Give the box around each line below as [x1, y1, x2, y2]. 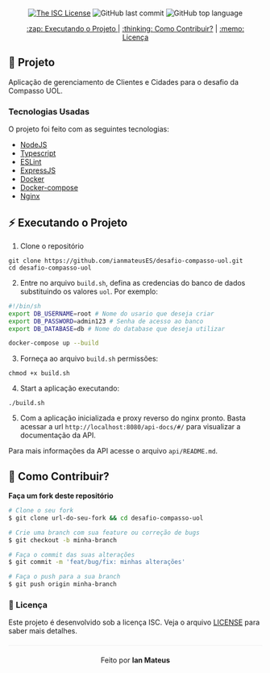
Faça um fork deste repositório [8, 491, 114, 501]
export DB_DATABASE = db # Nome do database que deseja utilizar [8, 324, 226, 332]
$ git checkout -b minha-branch [8, 536, 117, 544]
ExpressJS [19, 165, 56, 175]
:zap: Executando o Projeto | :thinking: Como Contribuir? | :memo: [27, 24, 244, 33]
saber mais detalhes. [8, 626, 78, 636]
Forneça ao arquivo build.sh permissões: [19, 353, 159, 364]
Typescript [19, 148, 56, 158]
